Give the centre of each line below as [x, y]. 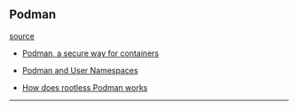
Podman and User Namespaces [80, 70]
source [22, 35]
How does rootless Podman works [85, 87]
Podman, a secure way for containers [90, 53]
